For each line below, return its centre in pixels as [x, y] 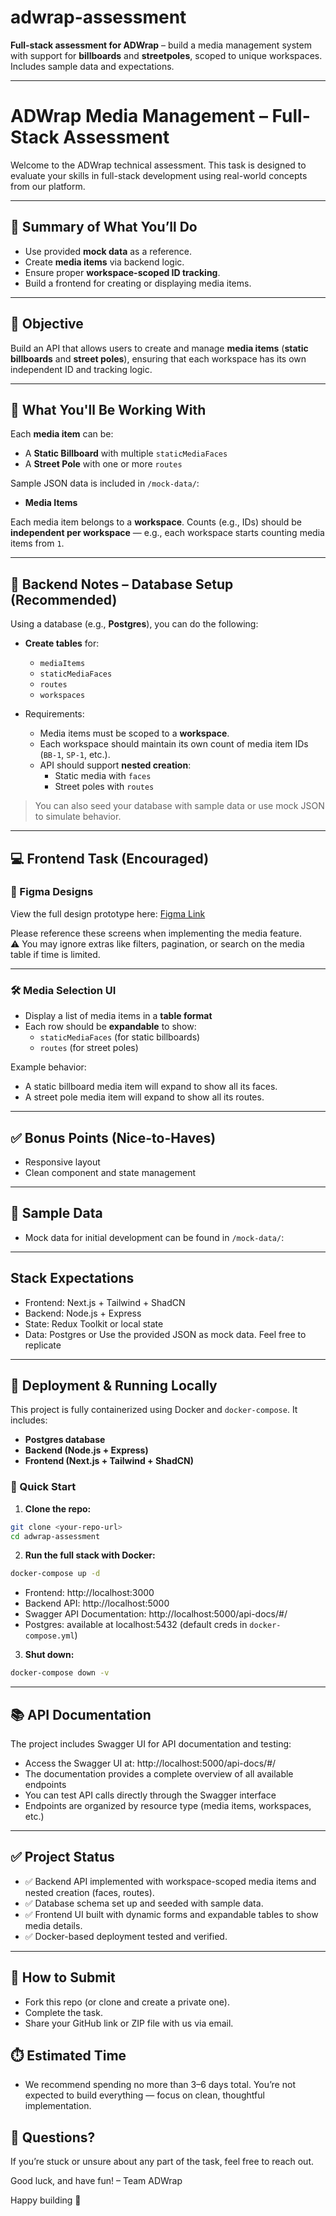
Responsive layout [62, 1162]
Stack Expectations [72, 1278]
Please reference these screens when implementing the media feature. [156, 933]
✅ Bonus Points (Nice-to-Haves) [113, 1137]
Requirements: [54, 714]
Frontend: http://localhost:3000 [89, 1593]
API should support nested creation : [115, 765]
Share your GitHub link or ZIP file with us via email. [129, 2023]
